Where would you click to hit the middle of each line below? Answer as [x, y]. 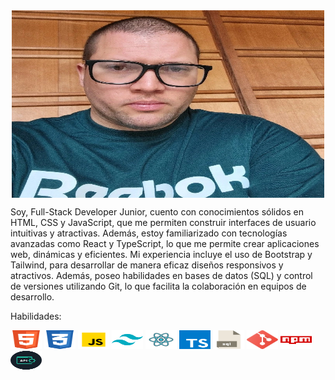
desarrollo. [32, 297]
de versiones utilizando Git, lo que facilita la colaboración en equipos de [158, 286]
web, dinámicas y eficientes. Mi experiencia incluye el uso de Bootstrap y [161, 254]
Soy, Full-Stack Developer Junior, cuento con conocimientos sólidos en [157, 212]
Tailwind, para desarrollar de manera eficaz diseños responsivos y [147, 265]
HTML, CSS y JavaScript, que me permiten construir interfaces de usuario [163, 222]
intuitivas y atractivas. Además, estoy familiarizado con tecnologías [149, 233]
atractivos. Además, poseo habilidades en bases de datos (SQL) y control [161, 275]
